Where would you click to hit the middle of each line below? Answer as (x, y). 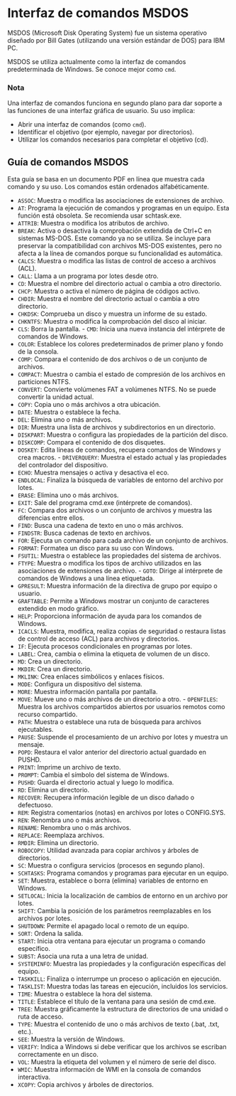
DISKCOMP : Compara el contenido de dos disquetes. (91, 442)
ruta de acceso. (40, 1017)
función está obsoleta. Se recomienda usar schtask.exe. (100, 216)
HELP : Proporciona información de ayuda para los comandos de (109, 616)
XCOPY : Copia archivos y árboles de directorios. (86, 1085)
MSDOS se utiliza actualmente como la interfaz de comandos (97, 61)
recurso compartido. (47, 714)
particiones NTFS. (44, 382)
